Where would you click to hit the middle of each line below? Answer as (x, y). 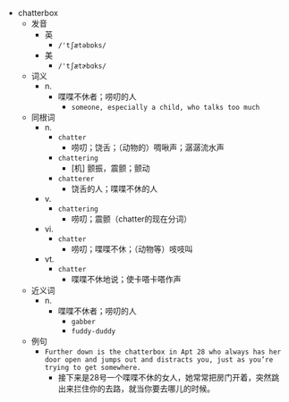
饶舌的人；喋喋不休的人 (115, 188)
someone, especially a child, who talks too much (166, 107)
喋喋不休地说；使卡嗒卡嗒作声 (126, 279)
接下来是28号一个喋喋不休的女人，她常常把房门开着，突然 (165, 377)
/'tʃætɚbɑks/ (82, 66)
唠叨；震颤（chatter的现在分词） (132, 219)
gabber (83, 322)
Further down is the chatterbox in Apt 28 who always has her (163, 352)
